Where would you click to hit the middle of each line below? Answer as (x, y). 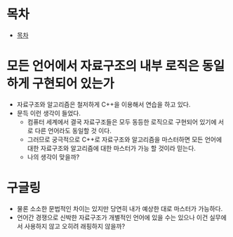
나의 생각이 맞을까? (53, 157)
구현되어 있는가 (73, 84)
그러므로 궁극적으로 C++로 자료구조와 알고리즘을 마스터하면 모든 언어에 (125, 139)
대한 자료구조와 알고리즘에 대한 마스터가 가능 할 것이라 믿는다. (111, 148)
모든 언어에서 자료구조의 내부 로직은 (103, 66)
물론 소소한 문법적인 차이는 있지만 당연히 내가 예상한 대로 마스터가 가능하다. (120, 208)
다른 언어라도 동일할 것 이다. (73, 130)
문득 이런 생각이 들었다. (49, 113)
